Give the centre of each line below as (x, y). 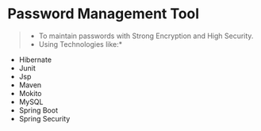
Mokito (30, 93)
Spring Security (44, 118)
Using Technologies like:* (81, 44)
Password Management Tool (104, 14)
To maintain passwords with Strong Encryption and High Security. (146, 36)
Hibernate (35, 60)
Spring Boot (38, 110)
